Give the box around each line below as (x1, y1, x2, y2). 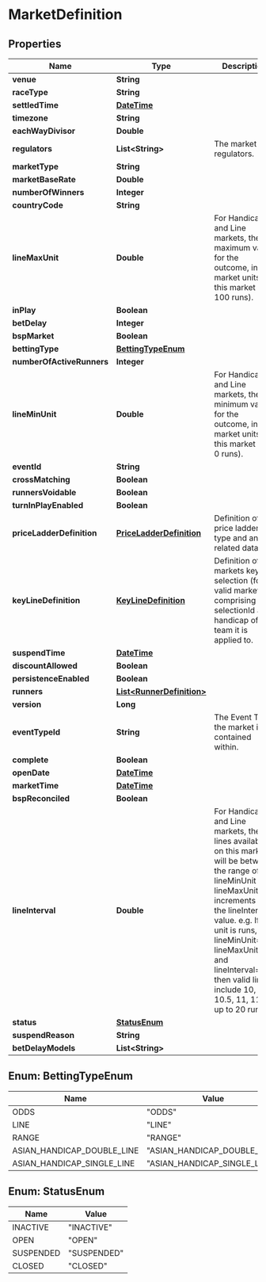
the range (214, 865, 250, 876)
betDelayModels (12, 1043, 76, 1053)
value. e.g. (214, 915, 253, 925)
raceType (12, 87, 49, 97)
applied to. (214, 635, 253, 645)
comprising (214, 595, 256, 605)
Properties (8, 37, 62, 51)
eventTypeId (12, 727, 61, 738)
